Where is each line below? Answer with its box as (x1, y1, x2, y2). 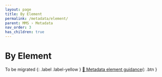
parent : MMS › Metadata (5, 20, 53, 26)
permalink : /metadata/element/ (5, 16, 68, 21)
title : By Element (5, 12, 42, 16)
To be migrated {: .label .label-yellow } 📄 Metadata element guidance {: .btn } (5, 66, 158, 72)
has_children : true (5, 30, 45, 34)
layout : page (5, 7, 32, 12)
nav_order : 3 (5, 25, 32, 30)
